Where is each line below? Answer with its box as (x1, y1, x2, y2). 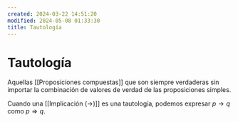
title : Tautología (7, 24, 62, 31)
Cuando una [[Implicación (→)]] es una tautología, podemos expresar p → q (7, 99, 230, 108)
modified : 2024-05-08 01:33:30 (7, 17, 100, 24)
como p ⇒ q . (7, 107, 46, 116)
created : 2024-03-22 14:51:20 (7, 10, 98, 18)
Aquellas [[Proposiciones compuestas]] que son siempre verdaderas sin (7, 78, 219, 86)
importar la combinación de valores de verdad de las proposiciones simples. (7, 86, 232, 94)
